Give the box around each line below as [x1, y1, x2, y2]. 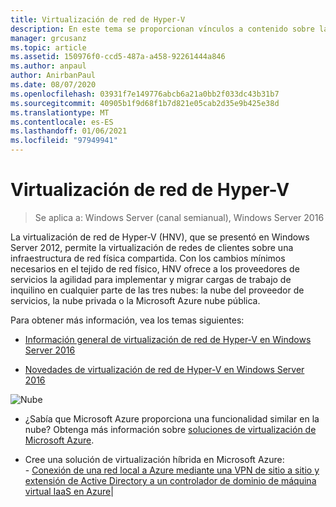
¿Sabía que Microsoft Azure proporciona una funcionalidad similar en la [24, 412, 320, 425]
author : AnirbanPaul [10, 71, 97, 81]
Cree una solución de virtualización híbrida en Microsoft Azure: [24, 453, 285, 465]
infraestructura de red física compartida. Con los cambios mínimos [10, 252, 286, 264]
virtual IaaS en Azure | [24, 485, 114, 497]
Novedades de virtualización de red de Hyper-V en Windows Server [24, 363, 305, 375]
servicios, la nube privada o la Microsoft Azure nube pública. [10, 294, 261, 306]
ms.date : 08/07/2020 [10, 80, 97, 90]
